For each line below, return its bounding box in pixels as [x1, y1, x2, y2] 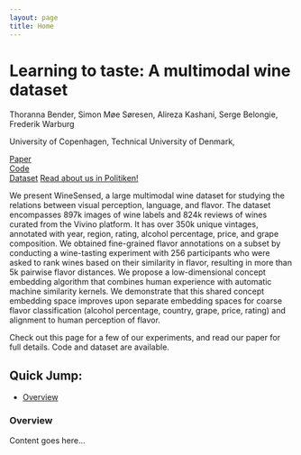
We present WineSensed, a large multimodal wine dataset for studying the [9, 190, 286, 201]
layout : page [9, 13, 59, 23]
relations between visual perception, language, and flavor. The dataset [9, 200, 271, 211]
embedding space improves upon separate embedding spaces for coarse [9, 296, 282, 306]
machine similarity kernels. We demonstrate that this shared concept [9, 286, 265, 297]
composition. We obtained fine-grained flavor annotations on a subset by [9, 238, 281, 249]
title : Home [9, 22, 54, 31]
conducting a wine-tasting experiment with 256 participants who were [9, 248, 270, 259]
